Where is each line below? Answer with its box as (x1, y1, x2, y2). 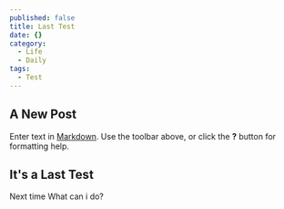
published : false (9, 13, 76, 23)
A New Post (9, 107, 77, 122)
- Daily (17, 56, 47, 65)
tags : (9, 65, 30, 74)
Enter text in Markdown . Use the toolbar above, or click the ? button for (9, 131, 276, 141)
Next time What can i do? (9, 191, 105, 202)
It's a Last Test (9, 166, 94, 183)
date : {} (9, 30, 43, 39)
